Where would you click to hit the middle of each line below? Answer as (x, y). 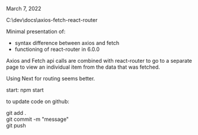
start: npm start (25, 90)
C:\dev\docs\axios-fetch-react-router (52, 20)
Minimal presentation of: (36, 31)
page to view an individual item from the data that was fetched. (83, 67)
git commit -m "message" (38, 119)
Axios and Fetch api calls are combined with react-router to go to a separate (99, 61)
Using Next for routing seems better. (51, 78)
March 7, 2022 (24, 9)
